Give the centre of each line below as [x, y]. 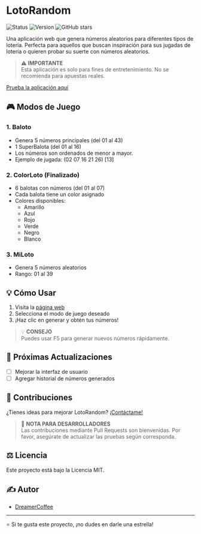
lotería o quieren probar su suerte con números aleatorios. [78, 51]
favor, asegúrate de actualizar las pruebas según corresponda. [98, 436]
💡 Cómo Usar [31, 292]
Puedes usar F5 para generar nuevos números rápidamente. [95, 338]
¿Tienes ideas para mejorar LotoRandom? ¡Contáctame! [75, 412]
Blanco [32, 239]
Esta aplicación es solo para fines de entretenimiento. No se [95, 69]
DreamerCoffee [34, 507]
